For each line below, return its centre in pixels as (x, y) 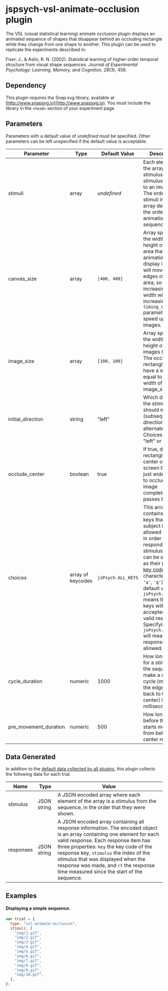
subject (152, 526)
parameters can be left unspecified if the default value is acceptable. (77, 141)
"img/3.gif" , (28, 942)
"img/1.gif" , (28, 933)
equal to (153, 376)
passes (152, 499)
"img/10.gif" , (29, 975)
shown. (66, 814)
